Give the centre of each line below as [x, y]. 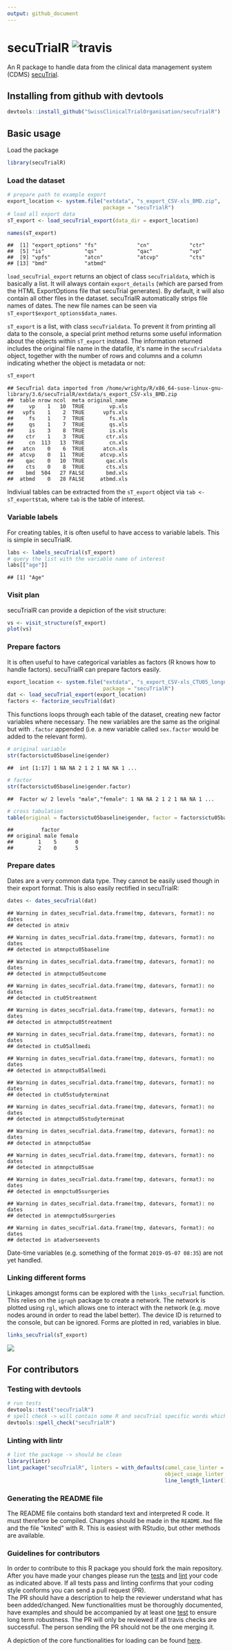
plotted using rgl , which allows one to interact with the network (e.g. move [114, 1307]
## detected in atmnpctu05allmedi [57, 1070]
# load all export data [41, 214]
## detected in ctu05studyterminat [58, 1094]
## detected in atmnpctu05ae [49, 1143]
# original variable [37, 749]
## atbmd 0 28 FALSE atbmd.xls [68, 479]
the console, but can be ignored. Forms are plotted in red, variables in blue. [114, 1322]
